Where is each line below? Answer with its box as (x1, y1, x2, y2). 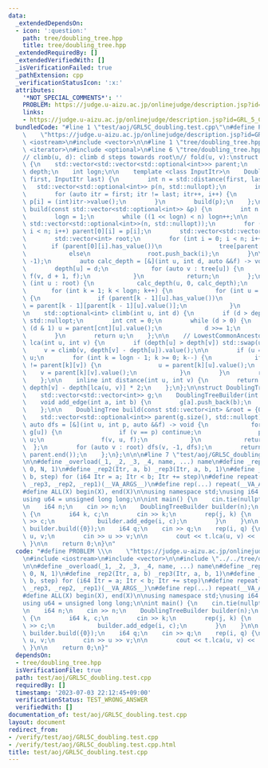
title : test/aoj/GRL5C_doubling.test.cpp (8, 748, 148, 756)
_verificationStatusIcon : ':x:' (15, 78, 124, 86)
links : (22, 109, 45, 117)
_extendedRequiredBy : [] (15, 49, 98, 57)
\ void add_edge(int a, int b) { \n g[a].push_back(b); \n (22, 398, 251, 406)
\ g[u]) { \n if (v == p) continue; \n (22, 428, 202, 436)
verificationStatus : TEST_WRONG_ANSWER (15, 696, 148, 704)
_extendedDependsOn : (15, 19, 84, 27)
